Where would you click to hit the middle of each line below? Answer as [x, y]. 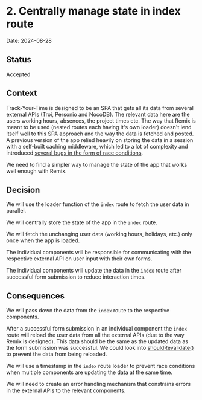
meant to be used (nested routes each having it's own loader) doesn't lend [99, 127]
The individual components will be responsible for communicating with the [99, 253]
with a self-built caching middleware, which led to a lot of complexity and [97, 146]
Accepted [18, 74]
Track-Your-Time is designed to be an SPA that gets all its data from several [100, 108]
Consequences [36, 296]
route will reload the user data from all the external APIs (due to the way [96, 335]
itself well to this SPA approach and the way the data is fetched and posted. [100, 134]
